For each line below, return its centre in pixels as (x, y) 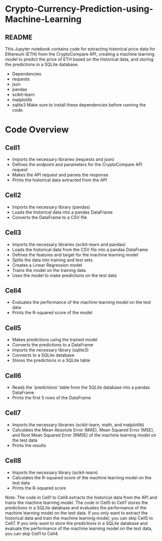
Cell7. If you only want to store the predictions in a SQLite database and (76, 523)
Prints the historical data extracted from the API (60, 180)
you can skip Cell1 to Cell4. (32, 533)
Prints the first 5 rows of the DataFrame (51, 398)
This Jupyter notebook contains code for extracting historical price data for (80, 49)
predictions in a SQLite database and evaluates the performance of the (76, 507)
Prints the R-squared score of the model (52, 313)
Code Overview (37, 130)
